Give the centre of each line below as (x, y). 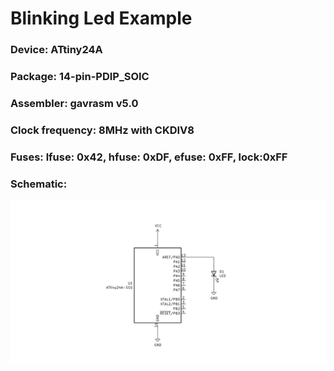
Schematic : (39, 184)
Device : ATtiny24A (56, 50)
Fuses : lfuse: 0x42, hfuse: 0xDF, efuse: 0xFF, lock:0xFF (149, 157)
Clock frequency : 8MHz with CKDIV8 (102, 130)
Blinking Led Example (101, 18)
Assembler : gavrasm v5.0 (74, 103)
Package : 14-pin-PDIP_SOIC (80, 77)
